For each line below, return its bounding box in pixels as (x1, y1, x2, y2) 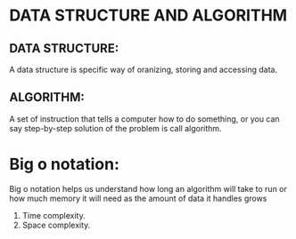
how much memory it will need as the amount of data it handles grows (9, 193, 267, 203)
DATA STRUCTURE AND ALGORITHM (9, 5, 288, 26)
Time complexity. (21, 210, 86, 220)
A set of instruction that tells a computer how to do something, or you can (9, 113, 280, 124)
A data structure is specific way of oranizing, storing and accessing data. (9, 64, 278, 75)
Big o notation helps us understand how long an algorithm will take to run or (9, 183, 288, 194)
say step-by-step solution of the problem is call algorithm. (9, 123, 222, 133)
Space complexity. (21, 219, 91, 230)
